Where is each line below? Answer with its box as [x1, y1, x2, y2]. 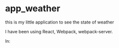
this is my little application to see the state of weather [5, 19, 114, 25]
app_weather [5, 3, 60, 14]
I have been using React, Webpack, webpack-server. [5, 28, 113, 34]
